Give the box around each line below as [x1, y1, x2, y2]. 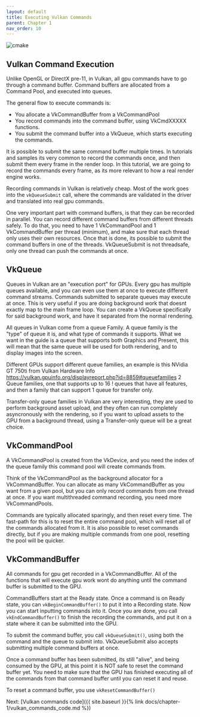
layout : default [6, 8, 47, 15]
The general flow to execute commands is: [6, 99, 111, 106]
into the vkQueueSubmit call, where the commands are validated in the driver [6, 191, 192, 199]
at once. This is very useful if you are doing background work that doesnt [6, 300, 187, 307]
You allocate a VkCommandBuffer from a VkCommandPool [14, 111, 160, 118]
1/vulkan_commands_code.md [6, 704, 81, 712]
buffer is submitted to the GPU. [6, 582, 82, 590]
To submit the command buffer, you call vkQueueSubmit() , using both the [6, 631, 184, 639]
